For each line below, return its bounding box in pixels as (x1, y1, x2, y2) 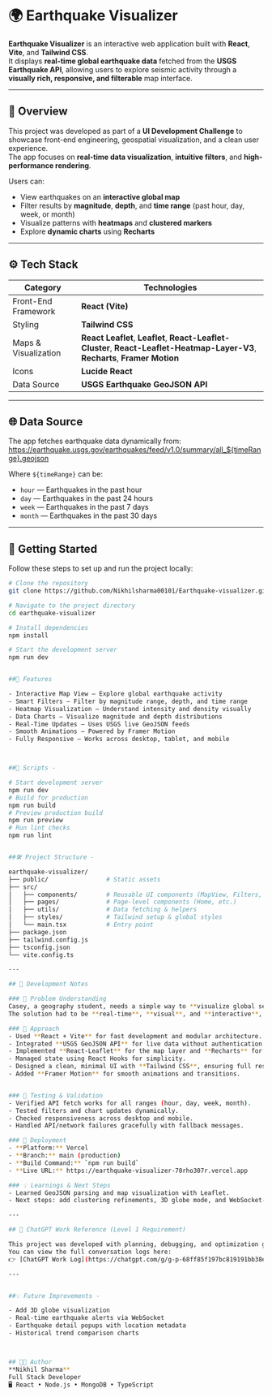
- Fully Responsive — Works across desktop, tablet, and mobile (8, 735, 230, 744)
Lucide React (80, 365, 133, 377)
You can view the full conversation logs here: (8, 1248, 172, 1256)
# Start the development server (8, 646, 117, 654)
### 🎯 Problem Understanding (8, 995, 107, 1003)
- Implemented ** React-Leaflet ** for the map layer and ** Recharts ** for (8, 1047, 263, 1055)
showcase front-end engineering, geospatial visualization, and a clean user (8, 135, 260, 144)
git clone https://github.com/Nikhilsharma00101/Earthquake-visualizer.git (8, 587, 270, 595)
